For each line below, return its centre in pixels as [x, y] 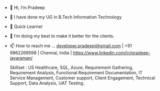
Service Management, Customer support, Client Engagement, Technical [82, 78]
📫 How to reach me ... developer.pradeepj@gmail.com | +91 [71, 46]
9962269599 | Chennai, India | [41, 53]
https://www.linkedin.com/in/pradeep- [112, 53]
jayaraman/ [21, 58]
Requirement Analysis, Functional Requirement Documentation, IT [76, 73]
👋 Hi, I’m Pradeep [27, 8]
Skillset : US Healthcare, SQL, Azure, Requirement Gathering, [71, 68]
